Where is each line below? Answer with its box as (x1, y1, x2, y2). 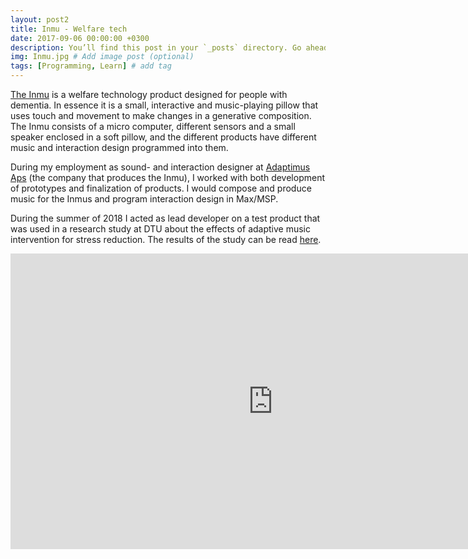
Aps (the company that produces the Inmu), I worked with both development (10, 172, 325, 183)
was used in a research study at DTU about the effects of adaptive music (10, 223, 311, 235)
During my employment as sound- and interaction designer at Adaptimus (10, 161, 311, 173)
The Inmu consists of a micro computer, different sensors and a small (10, 121, 296, 132)
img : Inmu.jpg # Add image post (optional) (10, 52, 195, 62)
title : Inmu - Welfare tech (10, 24, 128, 34)
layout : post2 (10, 14, 70, 25)
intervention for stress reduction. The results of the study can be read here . (10, 234, 322, 245)
